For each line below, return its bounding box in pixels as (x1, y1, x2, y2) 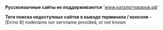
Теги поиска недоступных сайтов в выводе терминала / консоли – (5, 14, 152, 19)
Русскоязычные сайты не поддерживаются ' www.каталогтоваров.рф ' (5, 4, 159, 10)
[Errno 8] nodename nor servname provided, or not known (5, 19, 126, 25)
